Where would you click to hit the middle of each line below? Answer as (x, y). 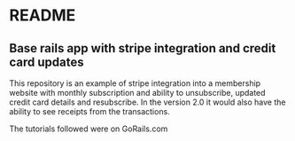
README (43, 16)
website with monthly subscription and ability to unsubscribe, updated (137, 93)
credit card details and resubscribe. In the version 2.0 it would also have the (147, 102)
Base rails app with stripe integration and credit (143, 48)
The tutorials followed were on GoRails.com (89, 129)
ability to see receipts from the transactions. (89, 111)
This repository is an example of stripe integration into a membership (135, 83)
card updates (47, 62)
